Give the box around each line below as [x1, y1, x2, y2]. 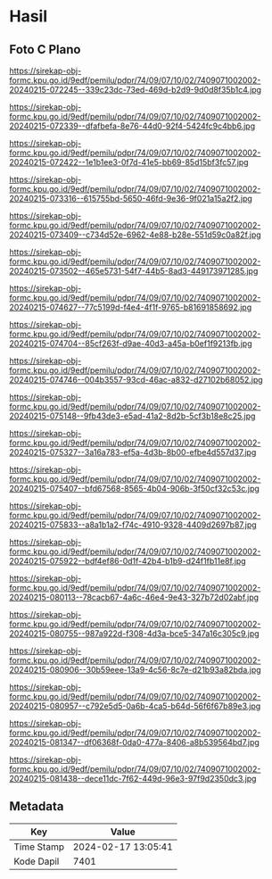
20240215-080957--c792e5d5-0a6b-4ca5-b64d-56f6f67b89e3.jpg [9, 701, 261, 711]
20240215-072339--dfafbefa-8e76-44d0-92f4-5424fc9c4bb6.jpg [9, 120, 256, 131]
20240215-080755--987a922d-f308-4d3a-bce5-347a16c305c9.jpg [9, 628, 260, 639]
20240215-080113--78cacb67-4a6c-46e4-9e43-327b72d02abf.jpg [9, 592, 260, 602]
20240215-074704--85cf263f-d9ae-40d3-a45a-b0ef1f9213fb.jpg [9, 338, 252, 349]
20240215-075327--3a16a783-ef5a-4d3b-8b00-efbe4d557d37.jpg [9, 447, 257, 457]
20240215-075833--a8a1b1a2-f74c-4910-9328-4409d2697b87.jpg [9, 519, 257, 530]
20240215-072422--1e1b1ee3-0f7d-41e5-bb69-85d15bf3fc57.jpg [9, 157, 249, 167]
